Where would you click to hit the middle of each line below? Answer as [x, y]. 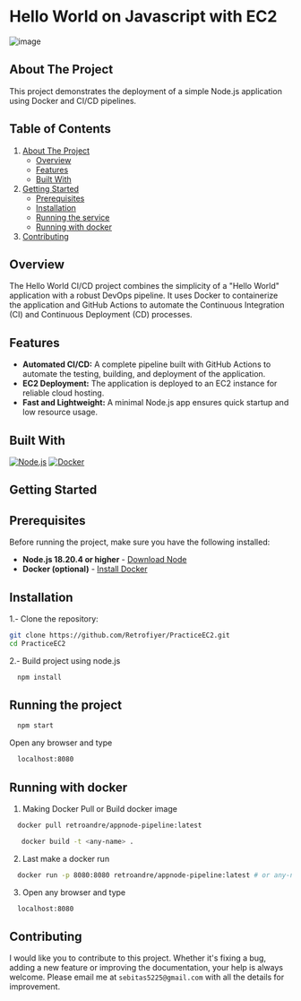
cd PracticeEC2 [38, 643]
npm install [40, 677]
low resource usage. [60, 412]
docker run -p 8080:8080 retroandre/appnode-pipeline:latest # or [144, 875]
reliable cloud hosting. [63, 393]
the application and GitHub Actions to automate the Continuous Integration [147, 305]
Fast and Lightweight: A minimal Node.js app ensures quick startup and [155, 403]
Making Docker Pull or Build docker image [99, 809]
